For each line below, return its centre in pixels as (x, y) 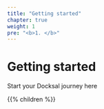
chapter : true (28, 20)
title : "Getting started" (44, 13)
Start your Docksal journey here (52, 86)
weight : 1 (21, 26)
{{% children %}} (32, 99)
